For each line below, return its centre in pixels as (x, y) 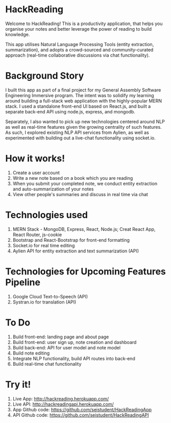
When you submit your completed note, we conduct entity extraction (85, 183)
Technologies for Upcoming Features (86, 271)
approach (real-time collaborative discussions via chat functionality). (78, 55)
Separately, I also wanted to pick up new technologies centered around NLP (85, 122)
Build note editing (31, 353)
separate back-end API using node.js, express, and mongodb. (70, 111)
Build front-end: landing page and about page (61, 337)
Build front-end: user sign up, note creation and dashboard (75, 342)
